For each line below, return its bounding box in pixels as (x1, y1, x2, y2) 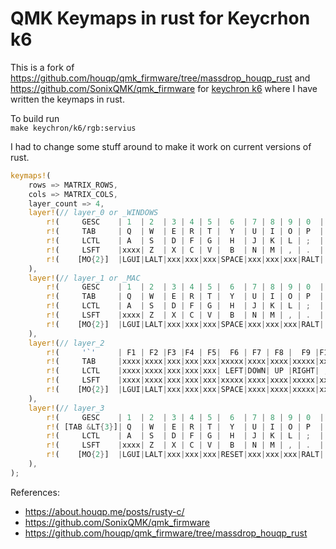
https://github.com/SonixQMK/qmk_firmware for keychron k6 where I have (10, 82, 318, 94)
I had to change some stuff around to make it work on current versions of (10, 140, 312, 152)
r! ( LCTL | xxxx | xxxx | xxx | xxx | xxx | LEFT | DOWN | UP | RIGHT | (46, 366, 320, 376)
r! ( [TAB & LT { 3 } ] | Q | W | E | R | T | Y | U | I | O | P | (46, 422, 325, 432)
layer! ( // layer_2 (28, 338, 105, 348)
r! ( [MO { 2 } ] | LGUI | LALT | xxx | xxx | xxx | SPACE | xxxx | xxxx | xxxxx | (46, 385, 320, 395)
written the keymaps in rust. (10, 93, 125, 105)
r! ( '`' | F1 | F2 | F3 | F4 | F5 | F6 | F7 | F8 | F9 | (46, 347, 320, 357)
